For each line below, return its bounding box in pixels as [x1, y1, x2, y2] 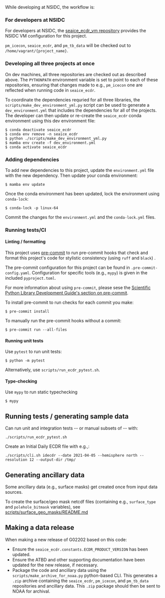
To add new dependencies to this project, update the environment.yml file [5, 167, 154, 173]
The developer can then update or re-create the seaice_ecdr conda [5, 112, 142, 118]
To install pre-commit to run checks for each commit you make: [5, 299, 134, 305]
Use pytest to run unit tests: [5, 348, 62, 355]
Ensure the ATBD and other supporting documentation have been [12, 556, 145, 562]
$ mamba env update [5, 182, 45, 187]
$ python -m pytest [5, 358, 45, 363]
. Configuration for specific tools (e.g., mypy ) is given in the [29, 270, 148, 276]
